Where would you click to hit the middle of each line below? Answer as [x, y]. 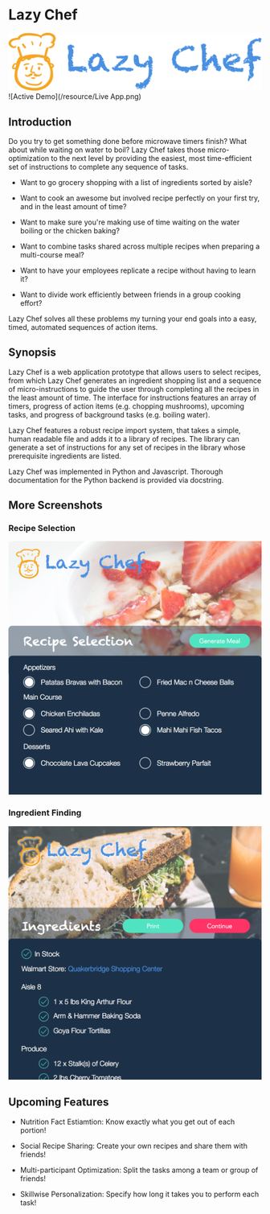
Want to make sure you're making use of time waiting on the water [130, 222]
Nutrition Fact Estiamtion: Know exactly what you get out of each [127, 1121]
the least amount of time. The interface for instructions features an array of [133, 397]
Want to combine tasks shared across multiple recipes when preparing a [140, 246]
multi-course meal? [52, 254]
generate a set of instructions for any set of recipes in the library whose [127, 447]
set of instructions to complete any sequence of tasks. [98, 167]
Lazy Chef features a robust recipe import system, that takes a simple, [125, 430]
